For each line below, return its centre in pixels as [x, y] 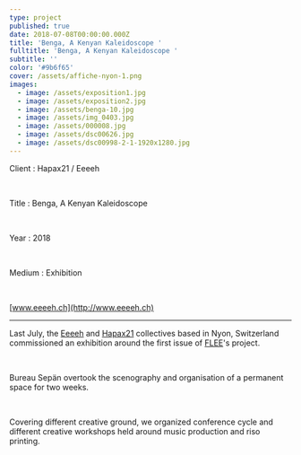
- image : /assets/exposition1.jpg [82, 92]
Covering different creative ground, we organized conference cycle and [141, 422]
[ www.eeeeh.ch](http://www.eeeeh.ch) [82, 307]
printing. [25, 441]
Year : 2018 [30, 238]
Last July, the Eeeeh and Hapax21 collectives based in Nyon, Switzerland [144, 333]
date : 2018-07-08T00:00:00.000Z [69, 34]
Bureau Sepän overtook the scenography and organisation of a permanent [146, 377]
